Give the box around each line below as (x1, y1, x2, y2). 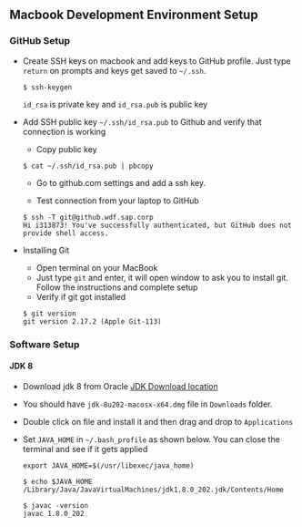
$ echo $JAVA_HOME (22, 477, 93, 486)
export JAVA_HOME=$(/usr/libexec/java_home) (22, 460, 195, 470)
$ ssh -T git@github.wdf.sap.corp (22, 212, 154, 222)
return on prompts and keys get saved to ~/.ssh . (22, 65, 206, 76)
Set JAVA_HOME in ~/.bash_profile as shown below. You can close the (22, 433, 280, 445)
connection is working (22, 126, 106, 137)
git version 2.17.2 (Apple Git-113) (22, 316, 162, 326)
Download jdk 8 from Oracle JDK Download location (22, 380, 218, 391)
